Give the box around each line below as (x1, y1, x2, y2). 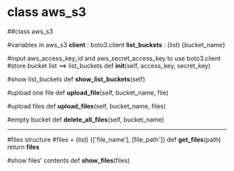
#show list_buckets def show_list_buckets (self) (7, 74, 146, 83)
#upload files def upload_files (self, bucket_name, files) (7, 101, 166, 110)
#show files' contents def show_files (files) (7, 156, 130, 164)
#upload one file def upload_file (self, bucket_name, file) (7, 88, 169, 97)
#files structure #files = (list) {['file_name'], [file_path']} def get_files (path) (7, 135, 221, 143)
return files (7, 142, 40, 151)
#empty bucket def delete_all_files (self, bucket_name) (7, 115, 165, 124)
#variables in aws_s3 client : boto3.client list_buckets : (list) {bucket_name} (7, 40, 226, 49)
